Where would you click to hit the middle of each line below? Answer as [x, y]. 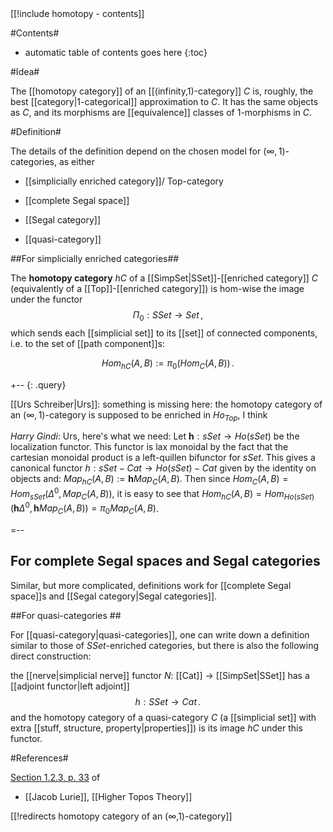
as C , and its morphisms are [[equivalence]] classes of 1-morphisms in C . [161, 112]
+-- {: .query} [38, 384]
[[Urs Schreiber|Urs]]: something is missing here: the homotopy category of [166, 404]
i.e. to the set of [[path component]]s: [87, 343]
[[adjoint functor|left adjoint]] [70, 686]
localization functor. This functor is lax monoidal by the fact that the [149, 447]
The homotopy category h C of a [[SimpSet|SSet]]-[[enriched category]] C [164, 278]
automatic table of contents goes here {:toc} [116, 52]
